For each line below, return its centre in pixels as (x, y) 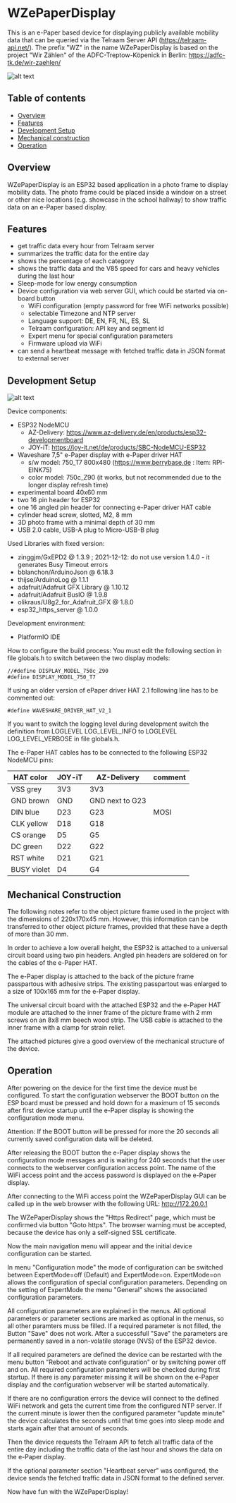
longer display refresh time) (68, 485)
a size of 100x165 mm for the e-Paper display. (74, 991)
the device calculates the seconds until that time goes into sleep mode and (116, 1420)
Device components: (37, 411)
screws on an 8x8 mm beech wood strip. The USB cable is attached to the (115, 1020)
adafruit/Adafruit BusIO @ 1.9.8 (62, 595)
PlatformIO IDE (39, 637)
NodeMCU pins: (31, 760)
